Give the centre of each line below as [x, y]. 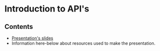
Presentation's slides [32, 38]
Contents [19, 27]
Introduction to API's [47, 9]
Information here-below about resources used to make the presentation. [83, 43]
